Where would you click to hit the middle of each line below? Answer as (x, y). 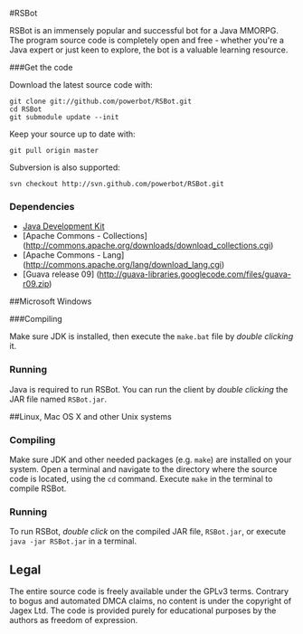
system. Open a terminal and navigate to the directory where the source (143, 468)
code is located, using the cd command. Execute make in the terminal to (141, 478)
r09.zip (36, 284)
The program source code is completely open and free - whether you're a (147, 40)
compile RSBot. (38, 488)
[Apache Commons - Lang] (73, 255)
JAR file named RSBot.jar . (58, 399)
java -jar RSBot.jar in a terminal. (73, 541)
